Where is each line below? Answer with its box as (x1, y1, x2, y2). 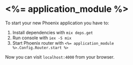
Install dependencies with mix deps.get (12, 29, 93, 35)
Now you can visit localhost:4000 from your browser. (5, 54, 115, 60)
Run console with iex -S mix (12, 35, 72, 41)
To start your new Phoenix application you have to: (5, 20, 110, 26)
